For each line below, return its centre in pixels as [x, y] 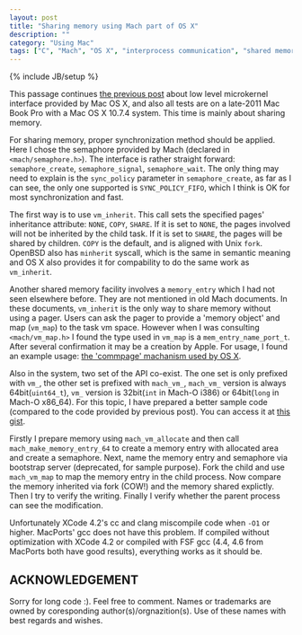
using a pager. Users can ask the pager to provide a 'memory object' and [145, 318]
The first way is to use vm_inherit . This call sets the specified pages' [137, 215]
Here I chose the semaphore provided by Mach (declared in [120, 150]
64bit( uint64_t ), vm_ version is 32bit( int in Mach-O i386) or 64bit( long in [144, 392]
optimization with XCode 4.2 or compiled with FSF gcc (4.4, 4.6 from [136, 542]
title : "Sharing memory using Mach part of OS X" [104, 26]
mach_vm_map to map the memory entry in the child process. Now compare [145, 477]
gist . [17, 421]
